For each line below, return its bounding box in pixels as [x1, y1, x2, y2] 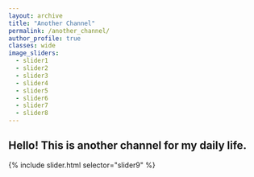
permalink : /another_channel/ [8, 27, 110, 35]
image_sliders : [8, 49, 60, 57]
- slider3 [15, 72, 48, 80]
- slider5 [15, 86, 48, 95]
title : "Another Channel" [8, 19, 95, 27]
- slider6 [15, 94, 48, 102]
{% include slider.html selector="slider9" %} [8, 160, 156, 170]
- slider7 [15, 101, 48, 109]
